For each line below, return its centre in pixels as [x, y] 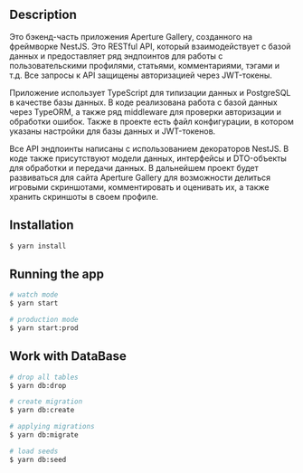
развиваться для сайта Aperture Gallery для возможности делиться [140, 177]
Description [43, 15]
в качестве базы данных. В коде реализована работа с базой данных [144, 102]
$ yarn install [38, 246]
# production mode [44, 320]
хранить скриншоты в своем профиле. [84, 196]
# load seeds [34, 451]
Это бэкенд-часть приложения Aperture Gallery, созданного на [131, 36]
